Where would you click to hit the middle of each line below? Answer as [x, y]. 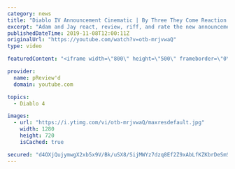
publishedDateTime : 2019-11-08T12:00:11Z [69, 33]
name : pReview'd [37, 78]
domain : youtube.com [43, 84]
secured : [20, 154]
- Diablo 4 [29, 103]
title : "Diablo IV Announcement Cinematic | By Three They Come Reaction [117, 20]
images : [19, 116]
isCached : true [42, 142]
